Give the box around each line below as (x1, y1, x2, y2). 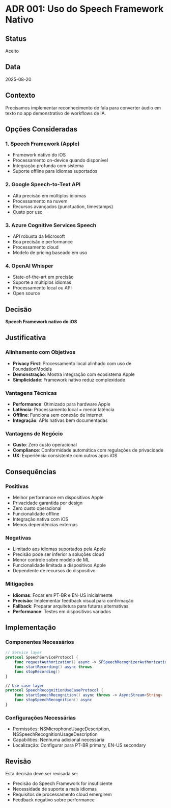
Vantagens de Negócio (5, 430, 63, 437)
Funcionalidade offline (12, 510, 60, 517)
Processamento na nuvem (12, 198, 68, 204)
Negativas (5, 534, 32, 541)
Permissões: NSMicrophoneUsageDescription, (12, 726, 110, 732)
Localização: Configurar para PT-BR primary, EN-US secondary (12, 742, 146, 748)
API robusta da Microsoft (12, 233, 65, 239)
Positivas (5, 483, 29, 490)
